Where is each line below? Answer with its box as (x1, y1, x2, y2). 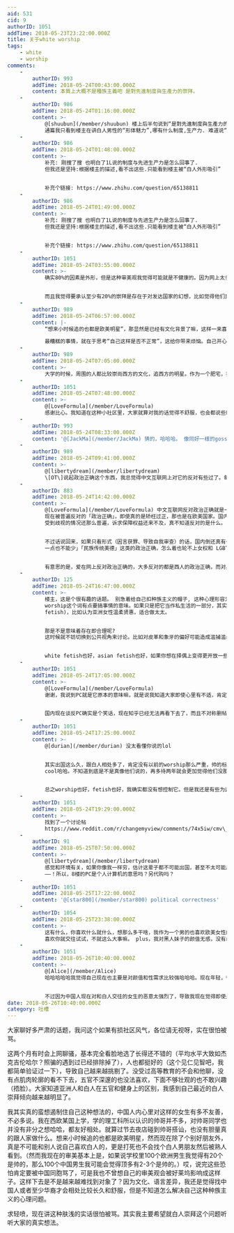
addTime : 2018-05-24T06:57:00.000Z (32, 312, 136, 319)
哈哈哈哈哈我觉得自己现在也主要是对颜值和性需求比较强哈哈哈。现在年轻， (44, 974, 226, 981)
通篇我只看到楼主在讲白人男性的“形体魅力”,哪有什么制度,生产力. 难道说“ (44, 127, 228, 134)
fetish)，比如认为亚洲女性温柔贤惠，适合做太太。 (44, 608, 171, 615)
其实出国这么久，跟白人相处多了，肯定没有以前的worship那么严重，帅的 (44, 761, 222, 768)
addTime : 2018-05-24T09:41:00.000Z (32, 454, 136, 462)
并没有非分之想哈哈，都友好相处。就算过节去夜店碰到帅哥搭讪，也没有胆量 (7, 1125, 221, 1133)
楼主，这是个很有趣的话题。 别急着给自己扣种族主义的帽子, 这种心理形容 (44, 595, 225, 603)
